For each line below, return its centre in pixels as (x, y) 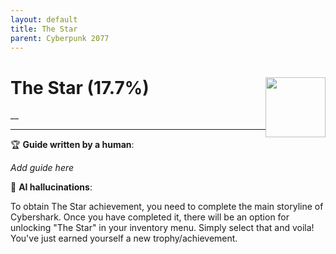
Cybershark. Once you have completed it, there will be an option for (150, 217)
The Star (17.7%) (80, 87)
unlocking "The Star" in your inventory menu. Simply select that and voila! (162, 228)
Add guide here (42, 168)
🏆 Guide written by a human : (72, 145)
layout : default (44, 19)
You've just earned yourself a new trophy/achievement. (124, 238)
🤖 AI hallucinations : (51, 187)
